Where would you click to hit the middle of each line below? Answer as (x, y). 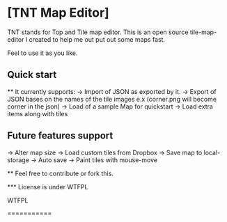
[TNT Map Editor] (58, 13)
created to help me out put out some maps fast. (97, 39)
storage (18, 160)
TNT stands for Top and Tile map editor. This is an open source (98, 32)
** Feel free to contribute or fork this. (60, 173)
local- (212, 152)
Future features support (60, 136)
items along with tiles (38, 113)
